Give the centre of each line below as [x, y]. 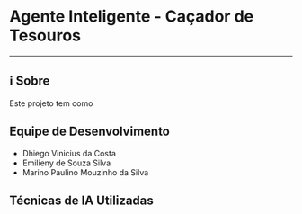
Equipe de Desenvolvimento [90, 132]
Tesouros [45, 36]
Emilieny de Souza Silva [67, 163]
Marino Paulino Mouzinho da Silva [85, 172]
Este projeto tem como [51, 103]
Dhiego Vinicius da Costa [69, 153]
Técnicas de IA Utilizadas [82, 200]
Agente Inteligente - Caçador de [132, 17]
